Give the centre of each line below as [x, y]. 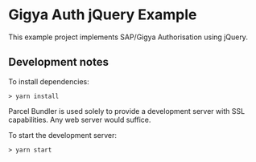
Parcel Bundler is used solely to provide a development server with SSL [127, 111]
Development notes [58, 62]
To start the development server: [63, 135]
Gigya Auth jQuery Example [103, 15]
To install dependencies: [49, 81]
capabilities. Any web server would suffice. [80, 119]
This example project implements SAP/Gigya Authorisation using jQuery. [128, 37]
